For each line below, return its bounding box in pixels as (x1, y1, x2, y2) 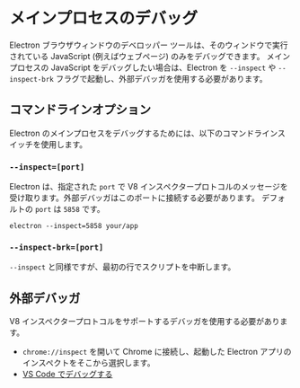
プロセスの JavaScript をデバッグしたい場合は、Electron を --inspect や (9, 62, 277, 73)
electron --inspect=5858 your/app (9, 222, 139, 231)
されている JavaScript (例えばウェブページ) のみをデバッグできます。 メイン (9, 50, 291, 61)
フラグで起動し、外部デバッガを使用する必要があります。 (55, 73, 268, 84)
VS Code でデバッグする (22, 369, 113, 380)
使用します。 (40, 138, 88, 149)
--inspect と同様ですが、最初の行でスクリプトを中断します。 (9, 261, 236, 272)
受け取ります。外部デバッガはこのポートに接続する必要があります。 (9, 192, 260, 203)
